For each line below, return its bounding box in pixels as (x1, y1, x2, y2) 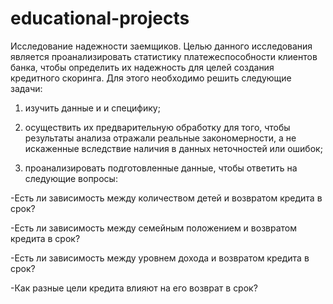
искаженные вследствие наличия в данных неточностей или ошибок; (24, 142, 323, 154)
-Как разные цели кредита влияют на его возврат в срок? (10, 282, 258, 294)
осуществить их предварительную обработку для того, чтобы (24, 121, 291, 133)
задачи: (10, 82, 43, 94)
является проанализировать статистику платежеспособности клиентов (10, 50, 318, 62)
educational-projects (10, 7, 190, 30)
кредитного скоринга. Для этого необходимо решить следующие (10, 72, 292, 84)
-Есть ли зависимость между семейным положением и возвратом (10, 222, 297, 234)
